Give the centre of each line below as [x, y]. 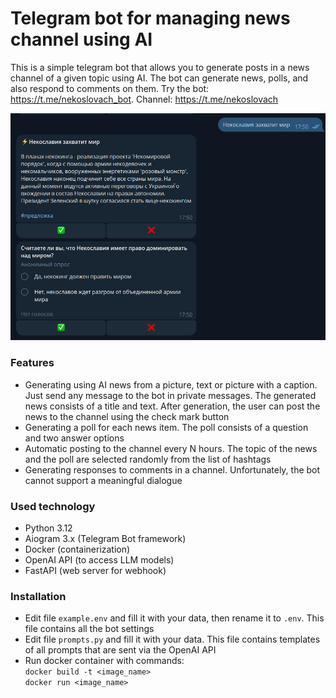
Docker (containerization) [77, 549]
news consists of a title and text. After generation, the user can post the [172, 406]
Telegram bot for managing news [150, 18]
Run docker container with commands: [104, 661]
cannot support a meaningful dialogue [103, 480]
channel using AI [81, 39]
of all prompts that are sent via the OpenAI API [120, 650]
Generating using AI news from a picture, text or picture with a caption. [171, 384]
